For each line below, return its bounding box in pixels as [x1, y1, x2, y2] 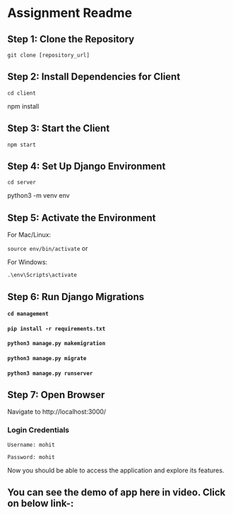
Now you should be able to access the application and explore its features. [7, 466, 225, 474]
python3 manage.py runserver [7, 369, 93, 377]
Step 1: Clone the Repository [7, 33, 135, 45]
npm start [7, 141, 37, 148]
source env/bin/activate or [7, 244, 88, 253]
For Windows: [7, 258, 48, 266]
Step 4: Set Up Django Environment [7, 160, 166, 172]
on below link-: [7, 498, 74, 510]
